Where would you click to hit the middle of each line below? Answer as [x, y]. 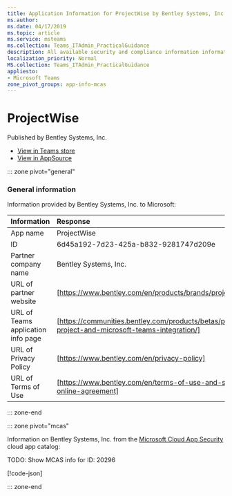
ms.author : [23, 20]
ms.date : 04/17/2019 [37, 26]
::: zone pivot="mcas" [38, 426]
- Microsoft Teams [33, 78]
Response [73, 222]
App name [27, 233]
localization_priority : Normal [52, 59]
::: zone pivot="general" [41, 172]
